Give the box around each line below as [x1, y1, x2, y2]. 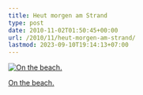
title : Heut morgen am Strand [8, 11, 108, 20]
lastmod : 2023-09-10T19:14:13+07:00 [8, 41, 129, 49]
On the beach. [8, 78, 55, 88]
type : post [8, 19, 44, 27]
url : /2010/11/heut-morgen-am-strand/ [8, 33, 136, 42]
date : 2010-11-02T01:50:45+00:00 [8, 26, 119, 34]
